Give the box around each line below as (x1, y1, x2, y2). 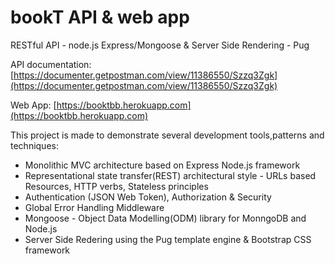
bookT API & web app (10, 6, 190, 29)
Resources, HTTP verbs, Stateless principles (24, 180, 209, 192)
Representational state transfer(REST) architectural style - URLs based (24, 169, 317, 181)
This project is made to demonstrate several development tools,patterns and (10, 129, 325, 141)
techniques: (10, 139, 59, 151)
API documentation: (10, 58, 92, 70)
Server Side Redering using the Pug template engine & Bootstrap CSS (24, 233, 312, 245)
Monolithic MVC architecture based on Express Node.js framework (24, 159, 301, 171)
